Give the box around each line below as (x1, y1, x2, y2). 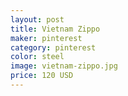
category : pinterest (10, 42, 97, 53)
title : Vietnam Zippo (10, 24, 101, 34)
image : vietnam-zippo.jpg (10, 61, 118, 71)
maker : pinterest (10, 33, 83, 43)
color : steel (10, 52, 65, 62)
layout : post (10, 14, 65, 25)
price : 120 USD (10, 71, 74, 81)
